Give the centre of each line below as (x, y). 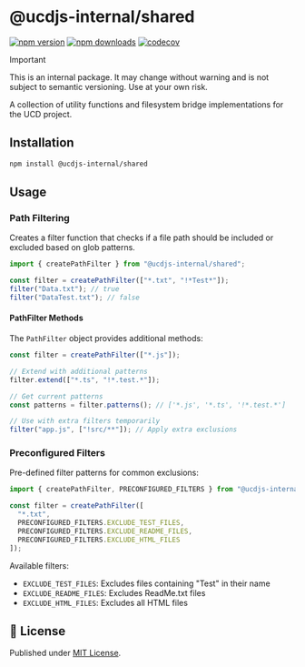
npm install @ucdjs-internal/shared (79, 164)
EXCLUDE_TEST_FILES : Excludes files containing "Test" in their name (146, 583)
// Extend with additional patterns (79, 371)
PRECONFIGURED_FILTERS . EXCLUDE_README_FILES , (105, 531)
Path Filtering (39, 217)
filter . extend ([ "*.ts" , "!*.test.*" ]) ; (85, 379)
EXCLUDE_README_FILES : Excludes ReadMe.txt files (114, 592)
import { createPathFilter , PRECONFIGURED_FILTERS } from (121, 490)
